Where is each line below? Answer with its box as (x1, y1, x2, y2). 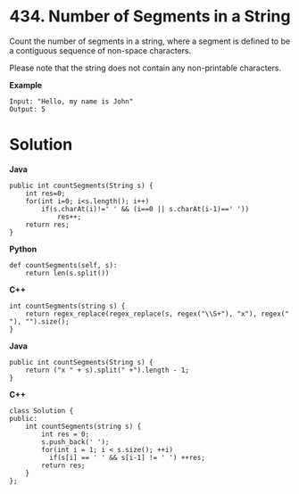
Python (9, 243, 37, 254)
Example (9, 79, 43, 90)
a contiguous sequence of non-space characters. (9, 45, 192, 55)
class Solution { (9, 406, 74, 416)
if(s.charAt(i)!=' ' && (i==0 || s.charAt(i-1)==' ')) (41, 204, 250, 213)
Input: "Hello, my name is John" (9, 96, 134, 106)
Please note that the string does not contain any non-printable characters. (9, 62, 282, 73)
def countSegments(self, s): (9, 260, 118, 269)
